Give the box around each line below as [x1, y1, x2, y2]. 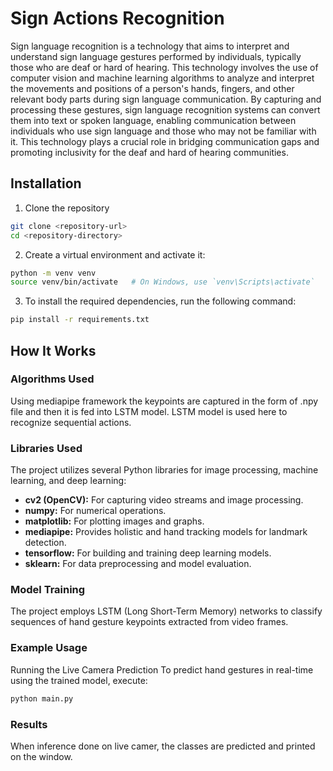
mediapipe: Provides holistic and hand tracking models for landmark [24, 526, 308, 538]
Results [10, 717, 48, 731]
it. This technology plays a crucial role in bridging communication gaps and [10, 135, 320, 147]
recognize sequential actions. [10, 416, 132, 428]
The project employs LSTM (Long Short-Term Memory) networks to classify [10, 605, 323, 617]
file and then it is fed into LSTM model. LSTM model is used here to [10, 405, 288, 417]
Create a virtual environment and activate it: [24, 248, 206, 261]
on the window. [10, 750, 73, 762]
